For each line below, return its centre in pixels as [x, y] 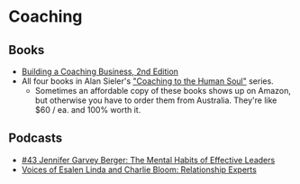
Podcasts [36, 138]
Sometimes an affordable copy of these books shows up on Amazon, [163, 91]
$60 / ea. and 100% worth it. [88, 110]
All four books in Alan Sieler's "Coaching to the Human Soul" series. [147, 81]
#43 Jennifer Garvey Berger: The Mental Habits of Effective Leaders [148, 160]
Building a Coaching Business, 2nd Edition [100, 71]
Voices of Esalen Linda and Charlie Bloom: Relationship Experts [139, 170]
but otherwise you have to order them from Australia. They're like [156, 100]
